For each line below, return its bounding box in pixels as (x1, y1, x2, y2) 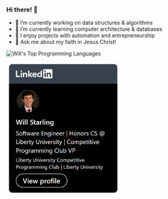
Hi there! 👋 (6, 5, 38, 14)
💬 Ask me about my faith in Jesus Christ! (15, 39, 117, 46)
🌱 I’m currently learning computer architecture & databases (15, 25, 163, 33)
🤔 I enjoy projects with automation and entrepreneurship (15, 32, 155, 39)
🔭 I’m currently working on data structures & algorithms (15, 19, 153, 27)
